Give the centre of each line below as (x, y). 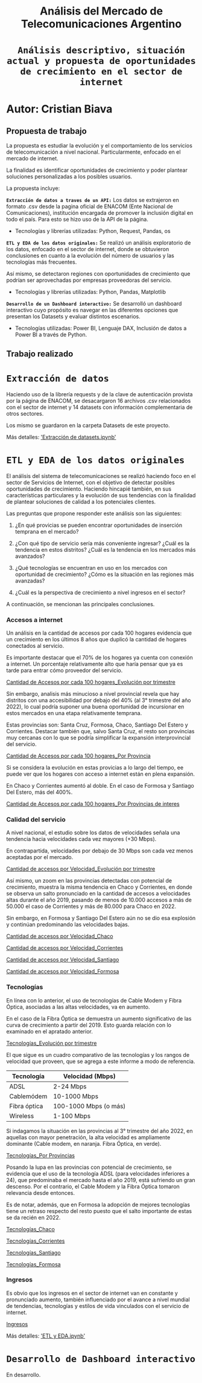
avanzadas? (30, 580)
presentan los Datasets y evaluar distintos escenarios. (73, 316)
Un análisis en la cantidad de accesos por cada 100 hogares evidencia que (99, 633)
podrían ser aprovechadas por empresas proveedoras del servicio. (89, 280)
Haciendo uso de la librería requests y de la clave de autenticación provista (99, 394)
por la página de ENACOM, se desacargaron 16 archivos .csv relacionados (99, 401)
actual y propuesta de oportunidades (101, 61)
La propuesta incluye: (33, 188)
